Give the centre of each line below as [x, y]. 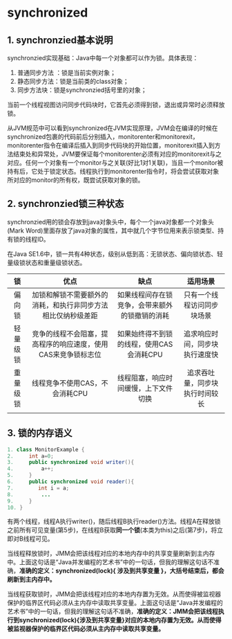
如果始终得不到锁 [145, 334]
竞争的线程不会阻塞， [67, 334]
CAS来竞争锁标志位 [70, 354]
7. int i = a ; [38, 488]
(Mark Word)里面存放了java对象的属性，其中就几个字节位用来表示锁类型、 [113, 231]
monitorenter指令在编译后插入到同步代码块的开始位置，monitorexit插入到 [111, 145]
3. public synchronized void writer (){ [71, 462]
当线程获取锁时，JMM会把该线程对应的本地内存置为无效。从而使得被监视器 [114, 594]
